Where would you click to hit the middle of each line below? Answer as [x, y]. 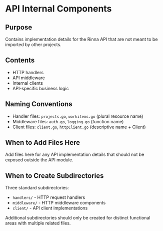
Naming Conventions [39, 104]
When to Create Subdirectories [54, 176]
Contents [20, 60]
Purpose [19, 27]
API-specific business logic [40, 88]
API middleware [28, 78]
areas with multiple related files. [38, 223]
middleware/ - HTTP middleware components [59, 203]
